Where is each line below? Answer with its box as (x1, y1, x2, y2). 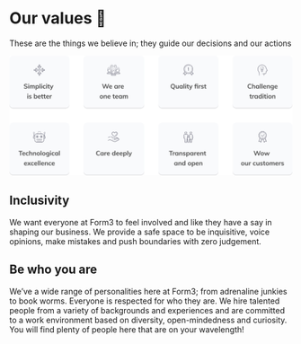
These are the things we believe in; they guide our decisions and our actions (9, 38, 292, 49)
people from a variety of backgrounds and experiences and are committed (9, 304, 286, 315)
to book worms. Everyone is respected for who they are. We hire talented (9, 295, 280, 306)
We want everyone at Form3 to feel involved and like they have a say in (9, 216, 272, 227)
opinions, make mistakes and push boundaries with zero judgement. (9, 235, 262, 246)
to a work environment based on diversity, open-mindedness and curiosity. (9, 314, 288, 325)
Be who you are (9, 262, 98, 278)
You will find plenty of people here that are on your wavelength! (9, 323, 244, 335)
